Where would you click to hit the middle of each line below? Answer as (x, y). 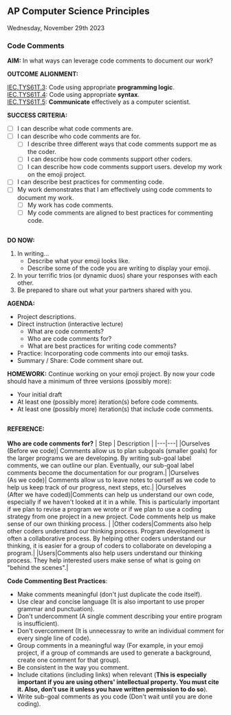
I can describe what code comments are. (75, 129)
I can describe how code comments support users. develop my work (124, 167)
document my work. (45, 197)
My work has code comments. (70, 205)
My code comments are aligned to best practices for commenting (120, 212)
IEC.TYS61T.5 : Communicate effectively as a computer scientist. (99, 102)
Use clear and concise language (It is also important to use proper (111, 602)
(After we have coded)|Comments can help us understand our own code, (111, 495)
